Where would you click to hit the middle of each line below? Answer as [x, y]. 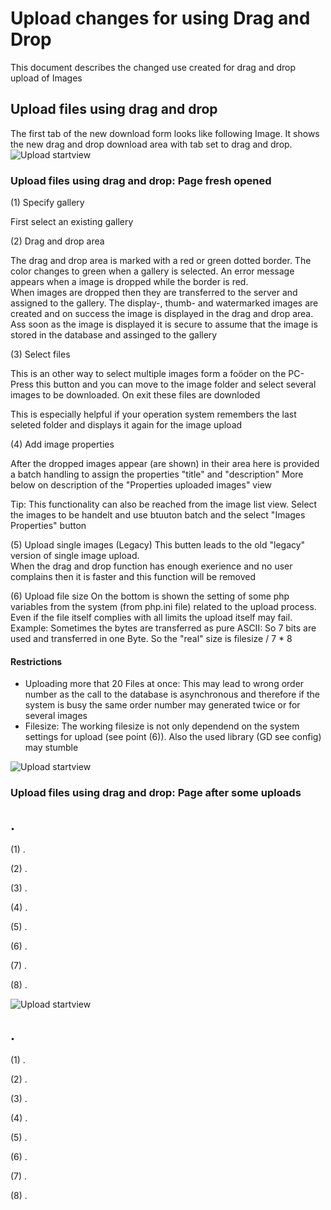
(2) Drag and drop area [57, 241]
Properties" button [48, 526]
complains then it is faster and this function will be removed [133, 577]
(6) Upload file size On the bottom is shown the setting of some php [150, 596]
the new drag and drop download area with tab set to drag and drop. [151, 144]
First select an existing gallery [72, 222]
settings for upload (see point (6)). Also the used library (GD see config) [173, 737]
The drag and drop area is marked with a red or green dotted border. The [161, 261]
